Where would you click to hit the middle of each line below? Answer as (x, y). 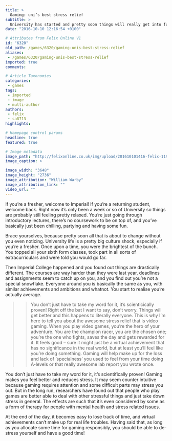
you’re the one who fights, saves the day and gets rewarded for (98, 337)
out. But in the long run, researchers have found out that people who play (82, 390)
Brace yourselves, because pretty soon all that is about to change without (83, 235)
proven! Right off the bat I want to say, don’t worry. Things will (96, 310)
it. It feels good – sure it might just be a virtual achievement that (98, 342)
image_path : (18, 157)
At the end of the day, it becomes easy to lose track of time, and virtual (80, 416)
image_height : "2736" (28, 175)
